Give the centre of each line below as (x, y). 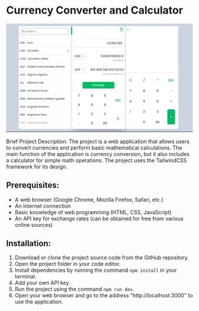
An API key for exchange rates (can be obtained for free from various (99, 218)
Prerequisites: (33, 185)
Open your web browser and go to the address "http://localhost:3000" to (104, 296)
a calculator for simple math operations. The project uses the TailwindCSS (97, 160)
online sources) (34, 225)
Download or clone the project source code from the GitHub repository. (102, 258)
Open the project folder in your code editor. (68, 264)
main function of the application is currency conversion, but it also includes (98, 154)
